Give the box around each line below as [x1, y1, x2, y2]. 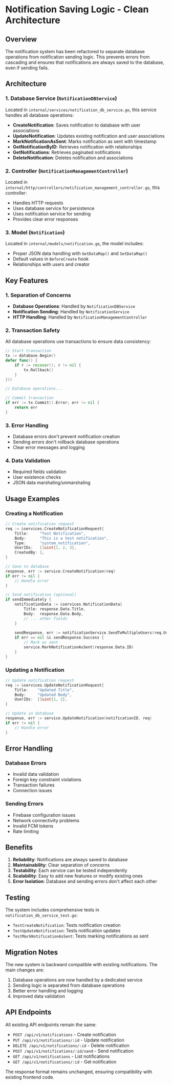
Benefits [5, 843, 33, 852]
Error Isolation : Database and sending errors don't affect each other [12, 878, 157, 884]
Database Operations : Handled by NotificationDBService [12, 303, 136, 309]
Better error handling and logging [12, 988, 83, 994]
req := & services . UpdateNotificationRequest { [5, 683, 104, 688]
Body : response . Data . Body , [24, 611, 83, 616]
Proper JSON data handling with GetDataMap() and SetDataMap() [12, 250, 147, 257]
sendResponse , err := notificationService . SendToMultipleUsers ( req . [14, 630, 164, 635]
